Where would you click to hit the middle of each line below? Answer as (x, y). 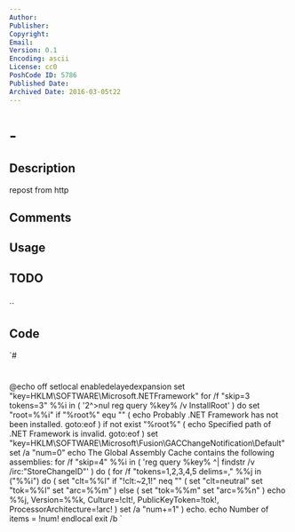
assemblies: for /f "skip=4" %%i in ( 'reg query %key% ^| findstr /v (132, 462)
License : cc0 (33, 67)
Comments (40, 217)
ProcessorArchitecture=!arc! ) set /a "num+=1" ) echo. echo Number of (139, 509)
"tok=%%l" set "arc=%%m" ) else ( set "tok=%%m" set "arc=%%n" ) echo (147, 490)
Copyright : (29, 34)
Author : (24, 17)
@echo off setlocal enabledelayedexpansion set (97, 386)
